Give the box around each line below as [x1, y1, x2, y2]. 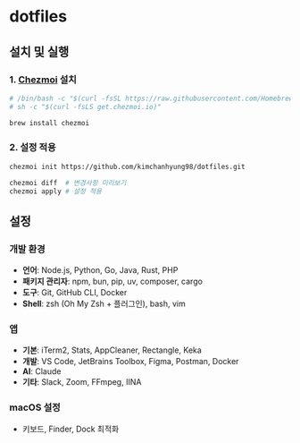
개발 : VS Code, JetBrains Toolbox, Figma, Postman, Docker [21, 356, 239, 367]
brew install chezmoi [9, 118, 90, 127]
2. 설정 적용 [9, 141, 56, 154]
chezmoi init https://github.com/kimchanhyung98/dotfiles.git [9, 162, 246, 171]
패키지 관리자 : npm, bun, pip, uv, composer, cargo [21, 276, 204, 287]
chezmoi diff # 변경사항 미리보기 [9, 178, 127, 187]
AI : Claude [21, 366, 62, 377]
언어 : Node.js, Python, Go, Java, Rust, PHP [21, 265, 179, 276]
